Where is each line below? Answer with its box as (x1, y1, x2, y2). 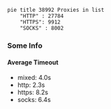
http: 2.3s (17, 81, 45, 90)
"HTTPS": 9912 (20, 19, 61, 26)
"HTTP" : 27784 (20, 12, 64, 19)
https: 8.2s (17, 88, 49, 97)
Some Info (7, 40, 43, 50)
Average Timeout (7, 58, 59, 66)
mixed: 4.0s (17, 74, 51, 82)
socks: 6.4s (17, 96, 51, 104)
